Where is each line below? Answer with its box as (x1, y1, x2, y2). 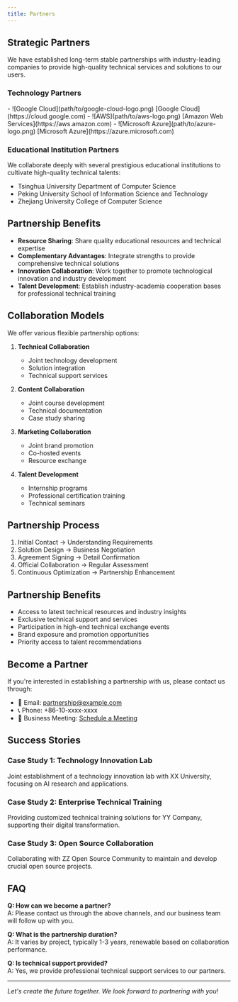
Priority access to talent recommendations (17, 638, 142, 646)
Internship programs (28, 484, 88, 492)
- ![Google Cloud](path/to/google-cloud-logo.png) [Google (7, 104, 179, 113)
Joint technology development (28, 356, 118, 364)
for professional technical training (17, 289, 116, 298)
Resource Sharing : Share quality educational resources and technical (17, 236, 222, 245)
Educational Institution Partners (7, 145, 119, 155)
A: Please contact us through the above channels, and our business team (7, 909, 221, 918)
